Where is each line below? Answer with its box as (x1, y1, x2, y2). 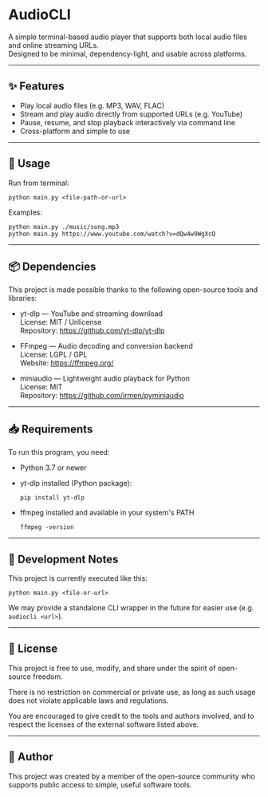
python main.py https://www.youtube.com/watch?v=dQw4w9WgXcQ (8, 230, 216, 238)
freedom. (33, 672, 64, 681)
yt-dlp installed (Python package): (19, 479, 132, 488)
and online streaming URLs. (8, 40, 99, 49)
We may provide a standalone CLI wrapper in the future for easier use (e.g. (8, 603, 254, 612)
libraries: (8, 294, 37, 303)
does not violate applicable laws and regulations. (8, 696, 169, 705)
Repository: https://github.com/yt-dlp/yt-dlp (19, 326, 165, 336)
